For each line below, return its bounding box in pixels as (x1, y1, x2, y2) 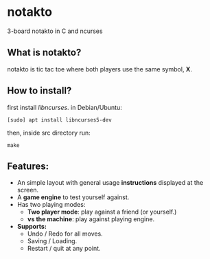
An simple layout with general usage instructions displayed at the (16, 179, 204, 187)
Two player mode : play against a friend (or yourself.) (27, 207, 177, 216)
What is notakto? (7, 47, 82, 58)
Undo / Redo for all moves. (27, 229, 103, 238)
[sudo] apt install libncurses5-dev (7, 116, 112, 124)
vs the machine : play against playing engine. (27, 215, 155, 223)
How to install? (7, 85, 72, 97)
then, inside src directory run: (7, 128, 91, 137)
